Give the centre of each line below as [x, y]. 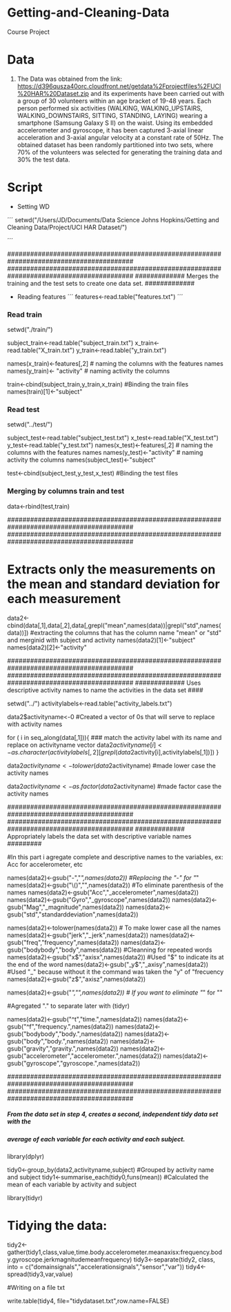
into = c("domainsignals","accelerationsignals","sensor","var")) [96, 1266]
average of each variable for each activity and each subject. [96, 1139]
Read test [23, 410]
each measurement [64, 599]
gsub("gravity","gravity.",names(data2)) [63, 1048]
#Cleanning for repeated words [168, 950]
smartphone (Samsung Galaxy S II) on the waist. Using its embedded [115, 123]
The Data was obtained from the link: [70, 79]
